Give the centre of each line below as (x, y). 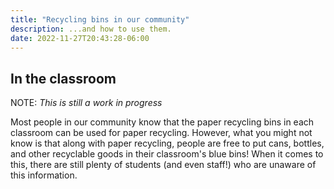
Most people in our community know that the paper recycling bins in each (162, 122)
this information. (44, 175)
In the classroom (63, 78)
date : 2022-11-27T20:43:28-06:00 (80, 38)
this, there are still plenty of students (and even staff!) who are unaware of (163, 165)
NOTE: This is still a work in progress (86, 103)
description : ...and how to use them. (91, 29)
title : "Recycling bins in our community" (100, 19)
